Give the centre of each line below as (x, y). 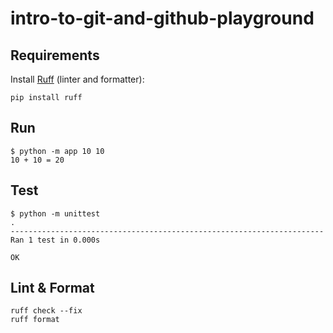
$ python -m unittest (55, 213)
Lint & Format (52, 288)
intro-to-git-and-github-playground (162, 18)
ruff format (35, 320)
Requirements (55, 55)
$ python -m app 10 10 (57, 151)
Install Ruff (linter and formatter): (77, 79)
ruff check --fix (46, 311)
